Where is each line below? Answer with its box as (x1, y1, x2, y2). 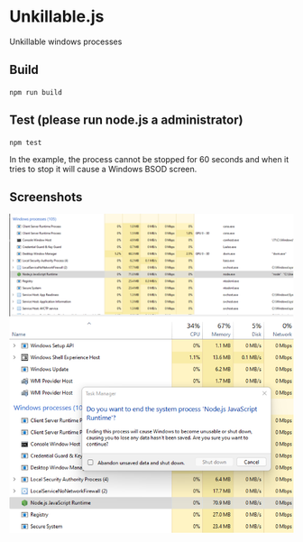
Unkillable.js (9, 6, 105, 27)
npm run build (9, 87, 63, 96)
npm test (9, 138, 42, 147)
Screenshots (9, 189, 83, 205)
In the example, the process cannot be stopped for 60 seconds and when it (9, 153, 289, 164)
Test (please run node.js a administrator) (9, 113, 243, 128)
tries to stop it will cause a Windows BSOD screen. (9, 163, 197, 174)
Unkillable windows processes (9, 36, 123, 47)
